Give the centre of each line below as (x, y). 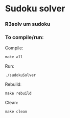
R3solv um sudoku (28, 24)
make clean (16, 112)
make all (14, 57)
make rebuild (18, 94)
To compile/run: (24, 38)
